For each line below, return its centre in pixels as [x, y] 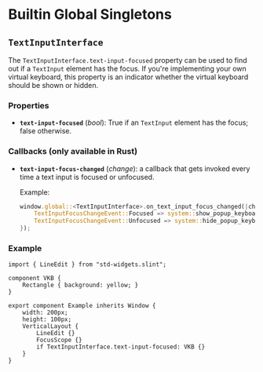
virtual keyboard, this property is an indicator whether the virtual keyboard [128, 77]
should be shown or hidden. [53, 85]
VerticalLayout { [51, 326]
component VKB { [35, 279]
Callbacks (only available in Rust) [73, 151]
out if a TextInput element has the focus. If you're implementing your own [128, 69]
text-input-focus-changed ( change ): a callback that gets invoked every [135, 168]
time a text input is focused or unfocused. [87, 177]
